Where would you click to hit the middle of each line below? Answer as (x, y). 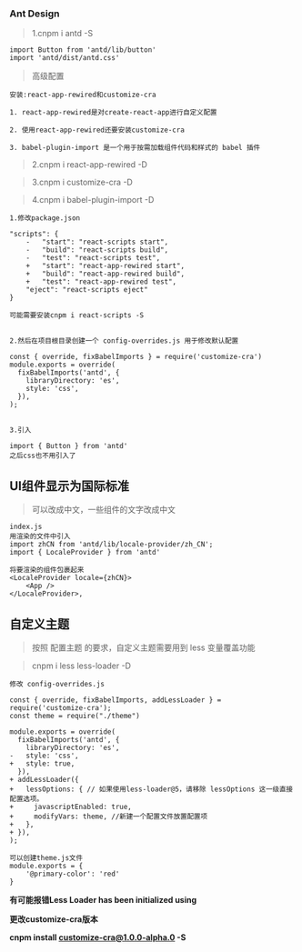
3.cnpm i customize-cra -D (82, 182)
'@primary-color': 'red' (73, 874)
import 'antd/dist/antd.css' (65, 58)
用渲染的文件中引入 (40, 536)
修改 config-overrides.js (57, 684)
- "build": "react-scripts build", (97, 250)
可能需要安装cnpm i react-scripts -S (76, 316)
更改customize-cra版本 (54, 919)
